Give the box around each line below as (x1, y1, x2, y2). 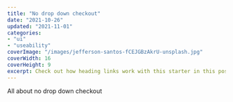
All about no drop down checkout (7, 87, 103, 95)
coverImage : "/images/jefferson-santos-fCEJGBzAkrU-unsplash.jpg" (7, 49, 203, 56)
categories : (7, 29, 42, 37)
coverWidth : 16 (7, 55, 51, 62)
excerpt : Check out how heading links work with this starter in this (7, 68, 216, 74)
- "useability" (7, 42, 51, 49)
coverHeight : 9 (7, 61, 51, 68)
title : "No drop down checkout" (7, 10, 101, 17)
